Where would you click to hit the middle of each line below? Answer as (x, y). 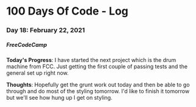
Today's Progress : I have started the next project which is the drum (91, 60)
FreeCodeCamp (27, 44)
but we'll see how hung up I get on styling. (59, 98)
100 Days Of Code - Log (68, 11)
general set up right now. (37, 73)
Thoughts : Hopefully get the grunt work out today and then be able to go (98, 85)
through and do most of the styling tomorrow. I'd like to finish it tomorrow (98, 91)
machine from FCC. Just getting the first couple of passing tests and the (97, 67)
